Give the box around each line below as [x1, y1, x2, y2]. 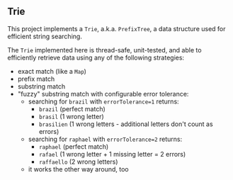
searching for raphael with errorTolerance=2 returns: [28, 135, 183, 143]
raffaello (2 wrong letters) [38, 157, 118, 166]
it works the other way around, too [28, 164, 129, 173]
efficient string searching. [7, 32, 83, 40]
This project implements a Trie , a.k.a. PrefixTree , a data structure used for [7, 24, 226, 33]
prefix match [17, 74, 55, 83]
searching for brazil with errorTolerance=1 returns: [28, 97, 179, 106]
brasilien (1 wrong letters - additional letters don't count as [38, 120, 214, 128]
